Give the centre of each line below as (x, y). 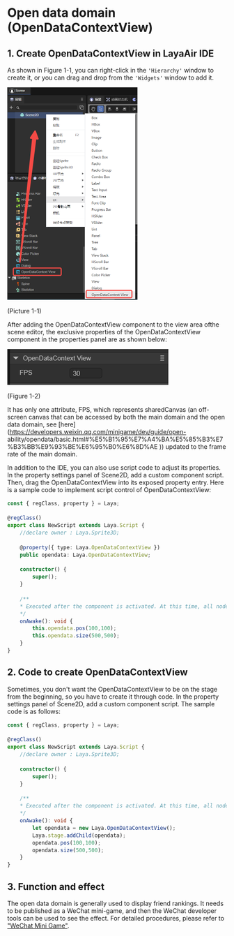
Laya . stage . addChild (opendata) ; (79, 835)
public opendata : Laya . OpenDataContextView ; (85, 555)
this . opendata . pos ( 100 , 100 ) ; (75, 629)
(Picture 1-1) (24, 311)
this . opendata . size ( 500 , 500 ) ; (76, 636)
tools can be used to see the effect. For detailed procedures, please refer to (116, 918)
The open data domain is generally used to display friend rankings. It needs (116, 903)
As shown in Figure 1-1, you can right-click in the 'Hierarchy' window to (111, 70)
